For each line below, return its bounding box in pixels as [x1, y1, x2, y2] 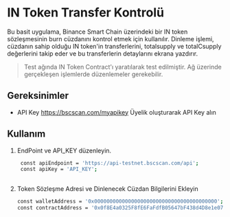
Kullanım [7, 128, 46, 140]
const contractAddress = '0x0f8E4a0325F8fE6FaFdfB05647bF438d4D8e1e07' [16, 205, 227, 212]
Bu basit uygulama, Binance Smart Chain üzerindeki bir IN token [7, 27, 188, 36]
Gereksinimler [7, 90, 69, 102]
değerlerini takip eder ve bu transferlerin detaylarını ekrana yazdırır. [7, 49, 198, 58]
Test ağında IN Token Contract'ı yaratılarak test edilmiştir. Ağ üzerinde [23, 62, 222, 71]
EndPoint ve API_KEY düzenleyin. [16, 146, 112, 155]
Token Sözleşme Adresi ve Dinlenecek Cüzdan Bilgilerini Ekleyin [16, 185, 198, 193]
